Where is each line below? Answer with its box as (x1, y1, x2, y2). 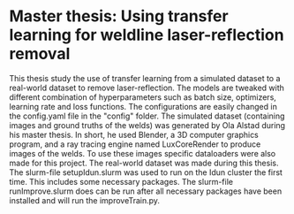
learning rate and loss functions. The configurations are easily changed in (9, 101, 278, 111)
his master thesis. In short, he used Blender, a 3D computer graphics (9, 129, 259, 140)
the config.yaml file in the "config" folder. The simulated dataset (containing (9, 111, 285, 121)
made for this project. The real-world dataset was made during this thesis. (9, 157, 279, 168)
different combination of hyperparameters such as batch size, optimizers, (9, 91, 276, 103)
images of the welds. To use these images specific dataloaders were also (9, 148, 276, 158)
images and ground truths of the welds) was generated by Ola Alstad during (9, 119, 285, 130)
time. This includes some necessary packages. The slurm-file (9, 176, 234, 187)
